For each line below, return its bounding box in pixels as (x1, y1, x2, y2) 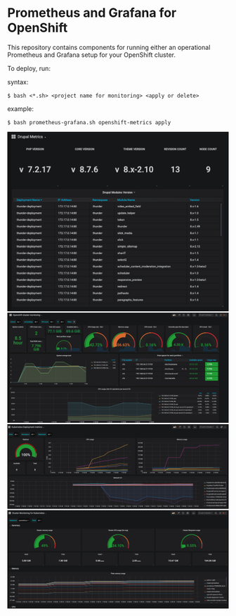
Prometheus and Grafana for (7, 5, 177, 21)
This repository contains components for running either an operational (7, 43, 211, 51)
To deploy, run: (7, 64, 51, 72)
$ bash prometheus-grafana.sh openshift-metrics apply (7, 119, 171, 126)
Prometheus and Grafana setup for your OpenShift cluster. (7, 51, 176, 59)
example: (7, 104, 34, 113)
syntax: (7, 77, 29, 86)
